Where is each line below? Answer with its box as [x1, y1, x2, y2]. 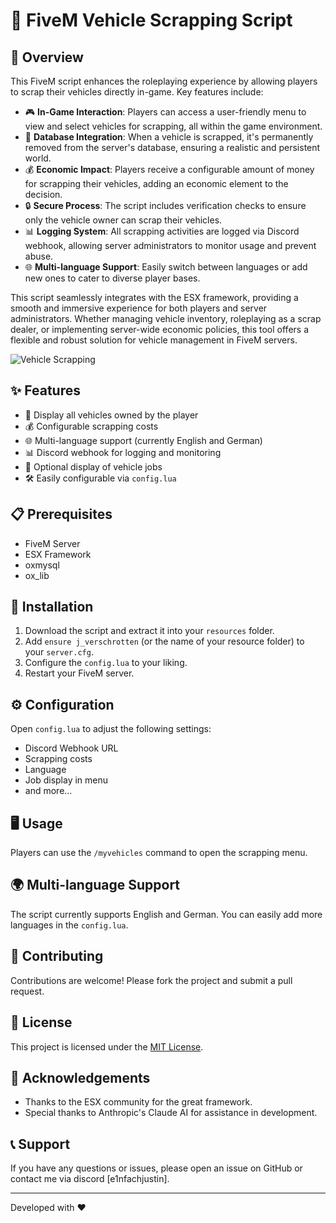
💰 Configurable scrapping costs [24, 420, 159, 432]
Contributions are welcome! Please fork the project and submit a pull [10, 974, 293, 986]
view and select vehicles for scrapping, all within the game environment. [24, 120, 323, 132]
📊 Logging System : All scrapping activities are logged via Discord [24, 225, 300, 237]
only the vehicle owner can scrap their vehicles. [24, 214, 223, 226]
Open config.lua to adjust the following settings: [10, 723, 212, 735]
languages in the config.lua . [10, 919, 129, 931]
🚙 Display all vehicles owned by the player [24, 409, 199, 421]
